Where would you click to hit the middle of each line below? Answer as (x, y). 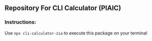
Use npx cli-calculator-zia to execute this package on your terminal (76, 33)
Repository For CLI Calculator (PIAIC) (63, 8)
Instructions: (21, 22)
